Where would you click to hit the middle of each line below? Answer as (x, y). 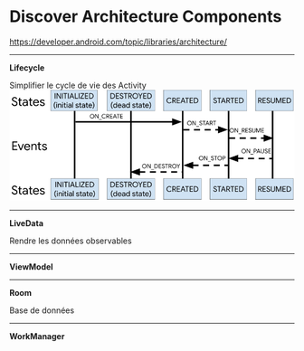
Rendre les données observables (71, 241)
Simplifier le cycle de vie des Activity (78, 85)
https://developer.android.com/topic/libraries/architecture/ (119, 42)
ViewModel (31, 267)
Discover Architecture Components (146, 17)
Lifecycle (27, 67)
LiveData (26, 223)
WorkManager (37, 337)
